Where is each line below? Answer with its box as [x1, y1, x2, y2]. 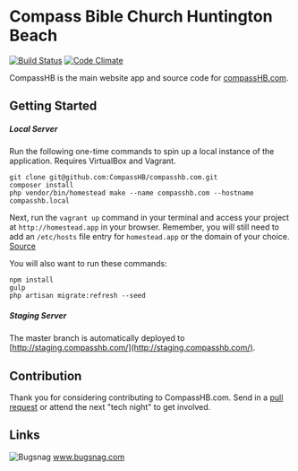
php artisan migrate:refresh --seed [9, 292, 146, 301]
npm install [9, 275, 54, 284]
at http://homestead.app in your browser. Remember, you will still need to [9, 222, 280, 232]
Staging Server [9, 310, 67, 320]
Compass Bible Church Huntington [9, 6, 273, 27]
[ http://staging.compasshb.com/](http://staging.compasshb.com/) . [9, 343, 256, 353]
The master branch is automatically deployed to [9, 333, 185, 344]
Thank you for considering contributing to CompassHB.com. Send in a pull [9, 392, 284, 403]
